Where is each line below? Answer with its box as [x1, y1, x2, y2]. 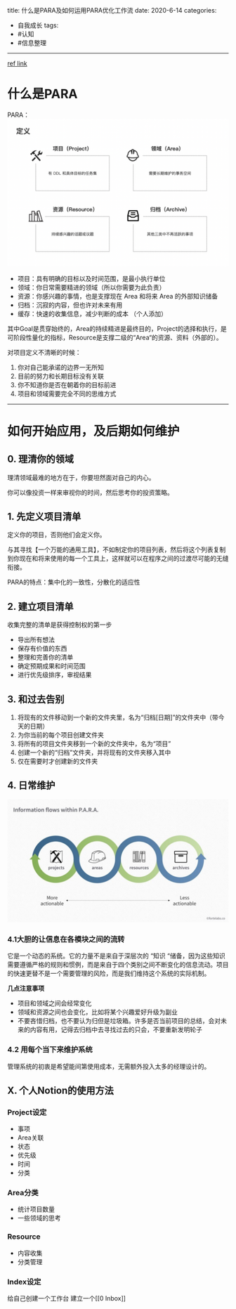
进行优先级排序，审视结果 [17, 670, 92, 679]
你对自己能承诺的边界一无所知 [17, 363, 104, 371]
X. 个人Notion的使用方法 [7, 1084, 114, 1096]
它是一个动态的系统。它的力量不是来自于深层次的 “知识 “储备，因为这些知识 [7, 951, 226, 960]
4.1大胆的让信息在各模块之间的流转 [7, 934, 125, 944]
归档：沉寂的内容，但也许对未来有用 [17, 301, 123, 309]
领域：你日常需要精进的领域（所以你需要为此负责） [17, 283, 166, 292]
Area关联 [17, 1133, 44, 1142]
